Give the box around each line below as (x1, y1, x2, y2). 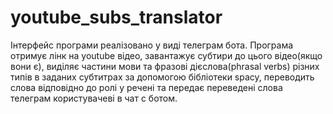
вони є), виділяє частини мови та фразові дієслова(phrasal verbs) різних (10, 60, 320, 72)
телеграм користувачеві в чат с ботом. (10, 92, 178, 104)
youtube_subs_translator (10, 6, 223, 29)
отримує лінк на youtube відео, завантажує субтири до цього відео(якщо (10, 49, 323, 61)
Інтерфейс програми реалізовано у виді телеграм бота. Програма (10, 39, 294, 51)
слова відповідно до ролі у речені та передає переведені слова (10, 81, 283, 93)
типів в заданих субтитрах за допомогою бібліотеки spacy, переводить (10, 71, 315, 83)
